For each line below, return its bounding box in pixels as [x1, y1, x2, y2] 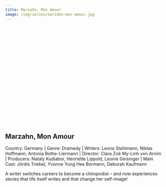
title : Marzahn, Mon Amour [5, 7, 61, 12]
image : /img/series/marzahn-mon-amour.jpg [5, 12, 95, 17]
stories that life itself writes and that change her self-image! [5, 176, 128, 182]
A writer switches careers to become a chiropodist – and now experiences [5, 171, 158, 177]
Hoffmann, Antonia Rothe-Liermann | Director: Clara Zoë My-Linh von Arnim [5, 151, 162, 157]
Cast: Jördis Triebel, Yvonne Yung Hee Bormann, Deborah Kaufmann [5, 161, 147, 167]
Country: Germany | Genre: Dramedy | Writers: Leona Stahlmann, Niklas [5, 145, 153, 151]
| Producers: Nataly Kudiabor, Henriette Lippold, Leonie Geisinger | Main [5, 156, 154, 162]
